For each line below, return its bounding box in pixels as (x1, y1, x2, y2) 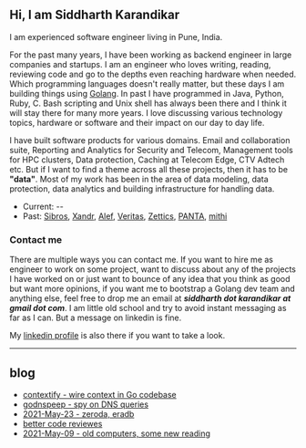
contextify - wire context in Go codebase (22, 389, 178, 400)
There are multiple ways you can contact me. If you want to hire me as (9, 255, 273, 266)
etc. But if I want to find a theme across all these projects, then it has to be (9, 163, 289, 174)
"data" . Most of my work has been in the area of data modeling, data (9, 173, 269, 184)
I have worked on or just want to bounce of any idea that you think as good (9, 274, 291, 285)
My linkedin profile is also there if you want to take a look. (9, 330, 226, 341)
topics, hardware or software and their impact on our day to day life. (9, 117, 265, 128)
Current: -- (22, 201, 64, 212)
